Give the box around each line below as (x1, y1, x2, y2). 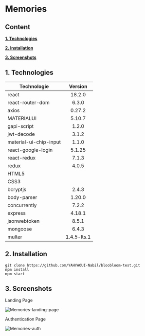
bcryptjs (7, 186, 27, 193)
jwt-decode (7, 130, 35, 137)
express (7, 210, 26, 216)
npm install (5, 267, 29, 272)
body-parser (7, 194, 37, 200)
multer (7, 233, 23, 240)
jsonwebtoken (7, 217, 40, 224)
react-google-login (7, 146, 53, 153)
